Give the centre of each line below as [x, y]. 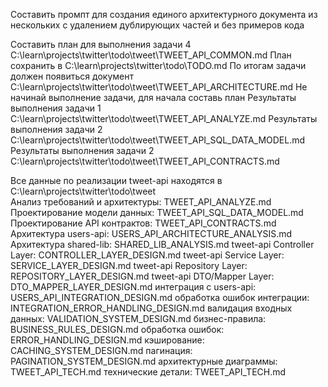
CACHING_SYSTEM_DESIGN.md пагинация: [101, 350]
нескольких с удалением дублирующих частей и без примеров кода [157, 25]
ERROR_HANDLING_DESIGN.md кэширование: [107, 340]
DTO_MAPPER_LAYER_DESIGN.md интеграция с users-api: [133, 287]
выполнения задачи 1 [56, 108]
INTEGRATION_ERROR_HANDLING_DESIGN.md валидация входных [151, 308]
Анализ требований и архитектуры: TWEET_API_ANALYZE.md [141, 202]
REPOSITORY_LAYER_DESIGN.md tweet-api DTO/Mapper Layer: [142, 276]
